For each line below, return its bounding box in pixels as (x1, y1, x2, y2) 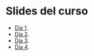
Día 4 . (14, 43, 30, 51)
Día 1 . (14, 24, 29, 31)
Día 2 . (14, 30, 30, 37)
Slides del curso (5, 4, 89, 18)
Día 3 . (14, 37, 30, 44)
